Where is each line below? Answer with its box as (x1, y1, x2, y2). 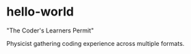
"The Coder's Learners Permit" (6, 26, 94, 34)
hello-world (6, 4, 75, 20)
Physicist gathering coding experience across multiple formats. (6, 39, 185, 47)
